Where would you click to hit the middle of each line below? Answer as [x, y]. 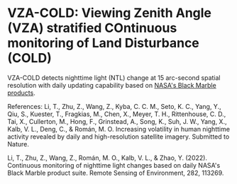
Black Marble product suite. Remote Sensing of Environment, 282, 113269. [116, 173]
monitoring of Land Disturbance [104, 43]
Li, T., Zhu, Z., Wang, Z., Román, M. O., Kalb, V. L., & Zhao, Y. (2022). [108, 158]
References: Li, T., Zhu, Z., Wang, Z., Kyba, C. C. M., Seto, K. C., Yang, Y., [114, 106]
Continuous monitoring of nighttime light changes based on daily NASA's [114, 165]
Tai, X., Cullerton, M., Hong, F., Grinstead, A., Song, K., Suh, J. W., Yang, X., [117, 121]
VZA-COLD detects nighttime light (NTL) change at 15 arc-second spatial [114, 77]
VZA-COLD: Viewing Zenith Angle [109, 13]
